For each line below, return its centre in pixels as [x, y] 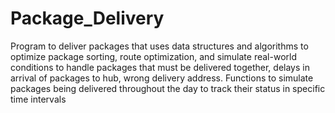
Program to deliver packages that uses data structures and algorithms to [159, 46]
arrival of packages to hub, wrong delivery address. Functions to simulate [162, 78]
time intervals [38, 99]
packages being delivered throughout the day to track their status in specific [168, 88]
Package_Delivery [87, 18]
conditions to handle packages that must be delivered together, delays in [160, 67]
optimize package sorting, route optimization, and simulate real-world [153, 56]
